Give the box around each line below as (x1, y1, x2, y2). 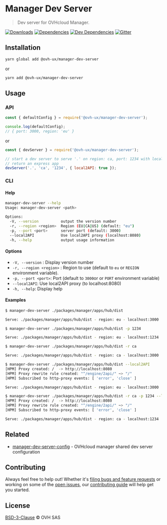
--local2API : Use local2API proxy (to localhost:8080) (12, 280, 122, 286)
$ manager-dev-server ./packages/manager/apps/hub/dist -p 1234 (5, 326, 141, 331)
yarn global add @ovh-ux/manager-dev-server (5, 57, 99, 62)
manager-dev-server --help (5, 201, 61, 206)
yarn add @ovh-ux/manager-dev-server (5, 75, 83, 80)
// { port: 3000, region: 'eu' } (5, 129, 75, 134)
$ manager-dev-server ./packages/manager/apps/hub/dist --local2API (5, 362, 150, 367)
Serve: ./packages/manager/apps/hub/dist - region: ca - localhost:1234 (5, 416, 159, 422)
